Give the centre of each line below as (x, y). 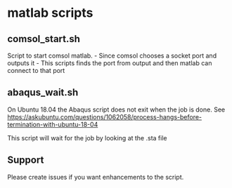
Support (26, 160)
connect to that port (36, 70)
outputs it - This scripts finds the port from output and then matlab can (110, 63)
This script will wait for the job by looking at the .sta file (87, 137)
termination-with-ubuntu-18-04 (53, 124)
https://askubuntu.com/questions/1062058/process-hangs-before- (105, 116)
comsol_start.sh (44, 39)
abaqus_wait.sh (43, 93)
